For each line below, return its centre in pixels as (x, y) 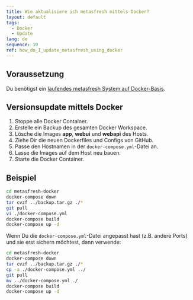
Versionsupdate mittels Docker (65, 107)
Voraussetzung (35, 74)
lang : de (17, 39)
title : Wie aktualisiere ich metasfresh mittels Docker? (78, 12)
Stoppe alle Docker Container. (51, 122)
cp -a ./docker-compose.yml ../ (46, 269)
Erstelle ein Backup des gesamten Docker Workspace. (81, 127)
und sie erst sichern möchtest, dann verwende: (64, 242)
